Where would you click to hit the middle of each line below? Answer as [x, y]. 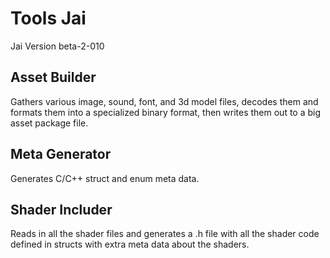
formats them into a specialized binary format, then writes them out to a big [166, 112]
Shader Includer [61, 209]
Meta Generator [61, 154]
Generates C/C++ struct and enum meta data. [105, 178]
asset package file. [49, 123]
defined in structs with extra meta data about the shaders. [130, 244]
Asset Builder [53, 77]
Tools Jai [48, 18]
